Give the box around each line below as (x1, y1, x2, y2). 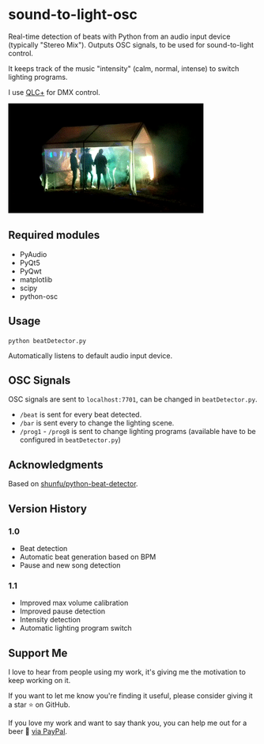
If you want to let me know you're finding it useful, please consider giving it (8, 690, 253, 701)
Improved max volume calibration (19, 599, 129, 608)
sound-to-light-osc (8, 6, 138, 24)
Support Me (8, 646, 68, 659)
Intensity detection (19, 615, 81, 625)
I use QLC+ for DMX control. (8, 87, 100, 96)
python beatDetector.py (8, 337, 87, 345)
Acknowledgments (8, 458, 104, 471)
